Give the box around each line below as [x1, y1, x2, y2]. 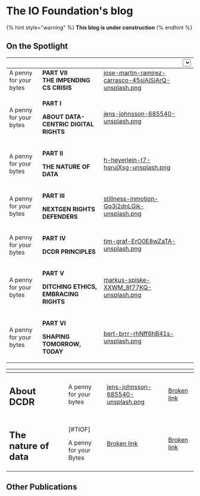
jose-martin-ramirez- [103, 69, 166, 77]
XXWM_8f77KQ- [103, 283, 152, 292]
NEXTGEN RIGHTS [42, 204, 95, 213]
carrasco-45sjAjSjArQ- [103, 76, 171, 84]
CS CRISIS [42, 83, 72, 92]
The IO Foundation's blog [6, 4, 133, 18]
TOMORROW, [42, 340, 82, 348]
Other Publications [6, 482, 77, 492]
